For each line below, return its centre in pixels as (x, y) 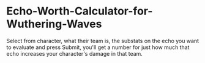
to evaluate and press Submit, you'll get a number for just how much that (98, 47)
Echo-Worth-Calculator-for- (80, 11)
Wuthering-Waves (54, 24)
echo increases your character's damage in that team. (74, 53)
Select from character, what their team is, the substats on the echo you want (103, 41)
